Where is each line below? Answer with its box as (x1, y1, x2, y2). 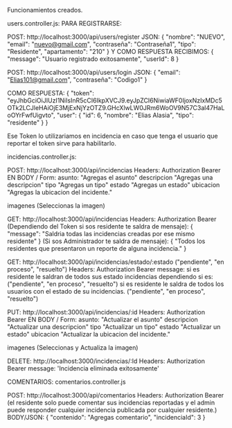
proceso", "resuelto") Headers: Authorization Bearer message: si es (7, 265, 200, 273)
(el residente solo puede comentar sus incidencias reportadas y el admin (7, 398, 215, 407)
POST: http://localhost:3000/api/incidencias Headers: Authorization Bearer (7, 166, 221, 174)
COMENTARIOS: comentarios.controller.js (7, 377, 126, 386)
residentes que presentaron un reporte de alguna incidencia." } (7, 244, 187, 252)
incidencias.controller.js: (7, 152, 77, 161)
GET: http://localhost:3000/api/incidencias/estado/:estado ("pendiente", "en (7, 258, 224, 266)
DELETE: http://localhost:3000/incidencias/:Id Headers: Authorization (7, 357, 206, 365)
